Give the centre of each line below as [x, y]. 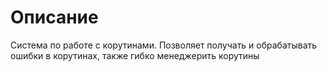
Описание [54, 17]
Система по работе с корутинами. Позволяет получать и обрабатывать [164, 45]
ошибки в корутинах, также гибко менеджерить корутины [135, 55]
